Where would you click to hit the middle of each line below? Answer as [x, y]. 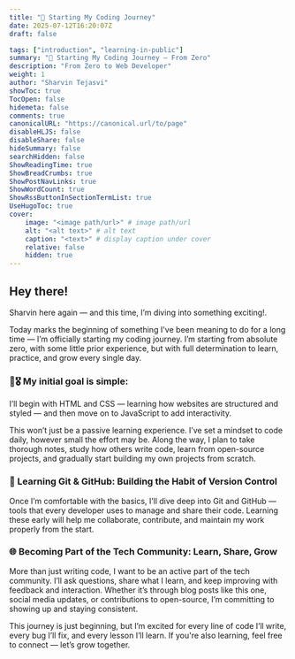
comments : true [37, 116]
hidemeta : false [39, 107]
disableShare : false [47, 141]
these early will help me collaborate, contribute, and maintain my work [137, 519]
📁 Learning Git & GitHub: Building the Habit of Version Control [144, 481]
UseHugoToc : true [41, 206]
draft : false [33, 34]
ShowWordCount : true [47, 190]
